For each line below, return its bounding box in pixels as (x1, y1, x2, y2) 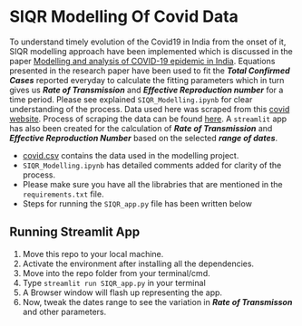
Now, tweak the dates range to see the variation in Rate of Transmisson (22, 296, 293, 307)
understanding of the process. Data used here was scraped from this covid (9, 103, 290, 114)
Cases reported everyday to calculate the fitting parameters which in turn (9, 74, 285, 85)
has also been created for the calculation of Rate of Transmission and (9, 122, 273, 133)
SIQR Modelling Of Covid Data (9, 6, 239, 27)
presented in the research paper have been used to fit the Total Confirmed (9, 65, 290, 76)
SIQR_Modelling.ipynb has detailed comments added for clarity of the (22, 159, 282, 170)
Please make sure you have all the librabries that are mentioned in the (22, 178, 283, 189)
